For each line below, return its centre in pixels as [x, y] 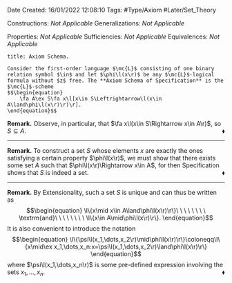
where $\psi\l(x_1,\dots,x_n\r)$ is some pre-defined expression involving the [115, 265]
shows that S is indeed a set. [48, 172]
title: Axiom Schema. [38, 56]
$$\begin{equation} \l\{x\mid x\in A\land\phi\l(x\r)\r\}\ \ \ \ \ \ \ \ [116, 210]
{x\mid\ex [39, 247]
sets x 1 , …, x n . [26, 273]
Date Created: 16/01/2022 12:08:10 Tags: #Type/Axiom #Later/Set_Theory [112, 10]
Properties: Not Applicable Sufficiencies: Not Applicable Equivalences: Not [113, 36]
